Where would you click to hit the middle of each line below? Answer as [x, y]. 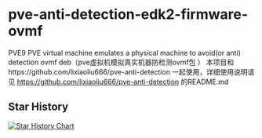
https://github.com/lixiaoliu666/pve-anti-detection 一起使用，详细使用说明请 [131, 71]
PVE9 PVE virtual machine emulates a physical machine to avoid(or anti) [125, 53]
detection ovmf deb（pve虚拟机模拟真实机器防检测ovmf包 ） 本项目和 [121, 62]
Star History [38, 107]
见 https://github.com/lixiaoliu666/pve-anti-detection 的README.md [118, 82]
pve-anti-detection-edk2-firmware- [128, 15]
